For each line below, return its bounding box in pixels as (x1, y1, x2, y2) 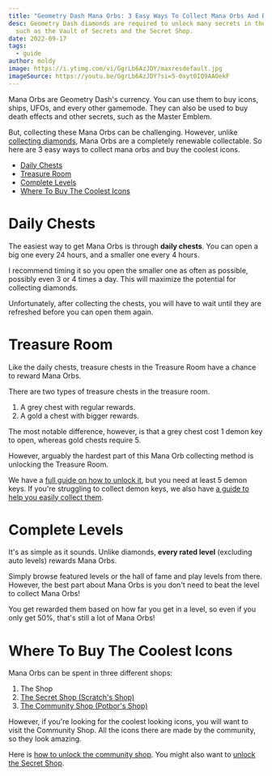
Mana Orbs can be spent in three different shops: (8, 668, 172, 678)
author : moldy (8, 58, 57, 66)
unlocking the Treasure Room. (8, 459, 109, 469)
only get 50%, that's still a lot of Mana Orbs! (8, 613, 155, 623)
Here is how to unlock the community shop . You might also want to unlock (8, 750, 257, 760)
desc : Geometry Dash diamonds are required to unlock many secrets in (8, 19, 252, 28)
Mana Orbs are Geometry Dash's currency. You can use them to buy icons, (8, 94, 259, 104)
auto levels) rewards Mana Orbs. (8, 556, 117, 565)
